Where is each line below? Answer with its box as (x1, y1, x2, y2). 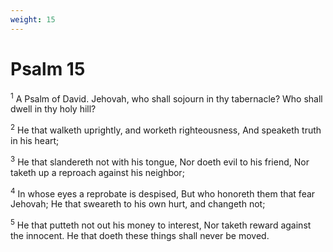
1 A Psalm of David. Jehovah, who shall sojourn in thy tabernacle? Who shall (10, 91, 323, 105)
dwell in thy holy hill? (10, 103, 97, 115)
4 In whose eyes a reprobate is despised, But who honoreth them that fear (10, 186, 316, 200)
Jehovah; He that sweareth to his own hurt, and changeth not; (10, 198, 266, 210)
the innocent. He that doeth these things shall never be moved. (10, 229, 270, 241)
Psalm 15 (10, 57, 86, 80)
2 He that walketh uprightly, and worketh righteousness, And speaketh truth (10, 122, 322, 136)
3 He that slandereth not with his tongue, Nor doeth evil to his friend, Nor (10, 154, 310, 168)
